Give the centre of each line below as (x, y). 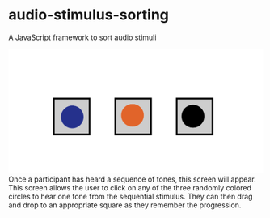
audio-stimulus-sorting (89, 15)
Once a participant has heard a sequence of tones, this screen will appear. (132, 179)
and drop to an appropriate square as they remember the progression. (125, 205)
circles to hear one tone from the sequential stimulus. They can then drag (131, 196)
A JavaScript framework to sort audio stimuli (82, 37)
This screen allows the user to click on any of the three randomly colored (130, 187)
